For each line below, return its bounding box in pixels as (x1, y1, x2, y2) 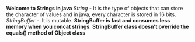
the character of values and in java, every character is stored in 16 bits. (6, 11, 176, 18)
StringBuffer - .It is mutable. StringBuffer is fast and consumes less (6, 17, 170, 24)
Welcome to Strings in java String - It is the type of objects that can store (6, 5, 183, 12)
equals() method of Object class (6, 29, 86, 36)
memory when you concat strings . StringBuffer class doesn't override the (6, 23, 189, 30)
